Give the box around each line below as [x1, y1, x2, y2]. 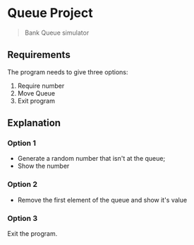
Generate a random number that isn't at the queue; [17, 154, 166, 163]
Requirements [7, 49, 71, 61]
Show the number [17, 161, 70, 171]
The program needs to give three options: [7, 67, 128, 76]
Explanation [7, 117, 61, 129]
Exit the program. [7, 229, 58, 238]
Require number [17, 81, 65, 90]
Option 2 [7, 179, 37, 189]
